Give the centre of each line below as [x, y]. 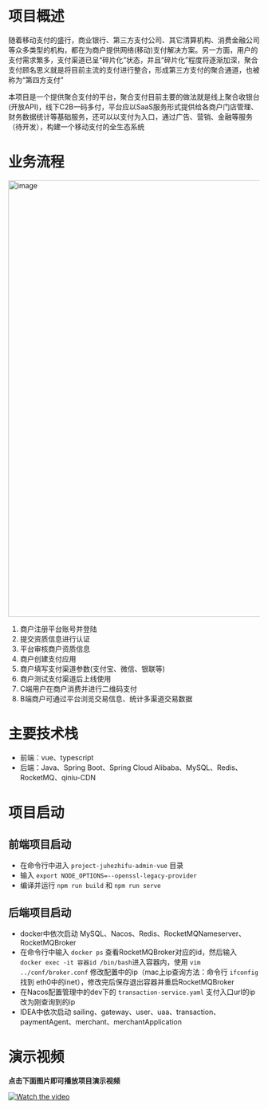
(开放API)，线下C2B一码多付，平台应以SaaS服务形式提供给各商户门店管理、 [133, 107]
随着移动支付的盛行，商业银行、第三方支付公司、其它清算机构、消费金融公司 [134, 40]
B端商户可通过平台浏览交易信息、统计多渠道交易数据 [106, 698]
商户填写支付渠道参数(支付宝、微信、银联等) [93, 669]
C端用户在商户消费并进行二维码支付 [79, 689]
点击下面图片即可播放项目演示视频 [64, 1080]
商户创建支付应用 [48, 658]
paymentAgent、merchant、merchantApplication [100, 1021]
